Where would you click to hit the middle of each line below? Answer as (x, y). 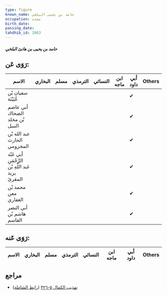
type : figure (19, 10)
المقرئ (15, 179)
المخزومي (18, 146)
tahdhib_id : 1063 (23, 33)
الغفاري (16, 200)
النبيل (13, 126)
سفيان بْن (18, 93)
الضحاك (16, 113)
